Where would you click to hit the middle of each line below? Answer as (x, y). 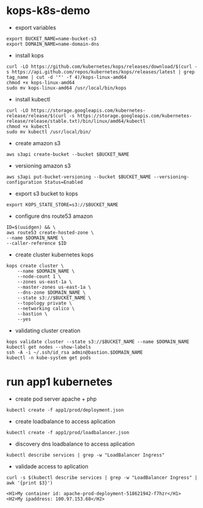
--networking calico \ (46, 308)
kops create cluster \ (35, 266)
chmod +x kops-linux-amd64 (41, 82)
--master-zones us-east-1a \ (54, 287)
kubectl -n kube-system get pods (49, 358)
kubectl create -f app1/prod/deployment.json (65, 410)
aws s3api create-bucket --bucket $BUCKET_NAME (68, 154)
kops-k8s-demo (48, 11)
